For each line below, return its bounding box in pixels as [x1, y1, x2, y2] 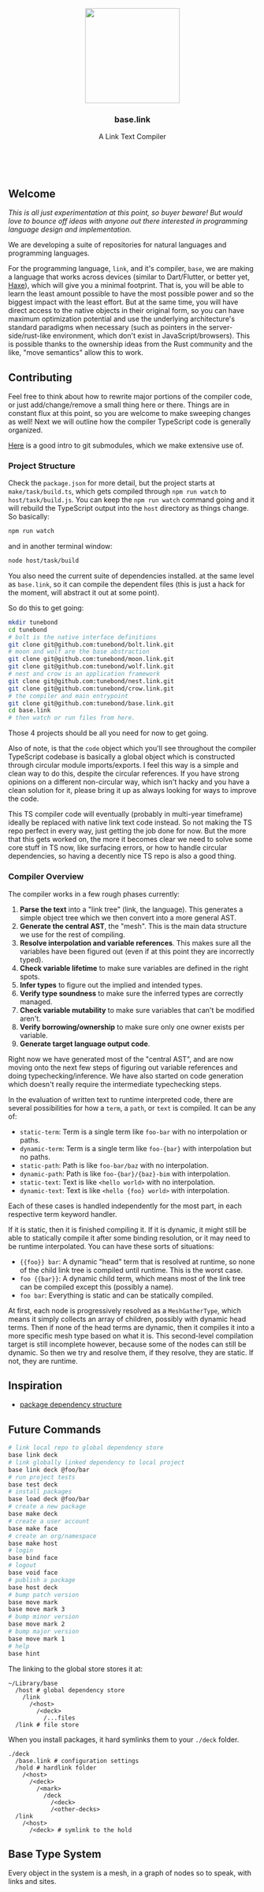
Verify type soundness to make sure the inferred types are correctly [19, 988, 244, 998]
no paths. [19, 1152, 51, 1161]
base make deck [8, 1510, 58, 1518]
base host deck [8, 1583, 58, 1592]
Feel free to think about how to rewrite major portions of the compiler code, [8, 391, 253, 401]
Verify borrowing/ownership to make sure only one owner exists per [19, 1022, 245, 1032]
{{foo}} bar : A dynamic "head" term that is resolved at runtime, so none [19, 1256, 255, 1266]
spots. [19, 972, 41, 981]
